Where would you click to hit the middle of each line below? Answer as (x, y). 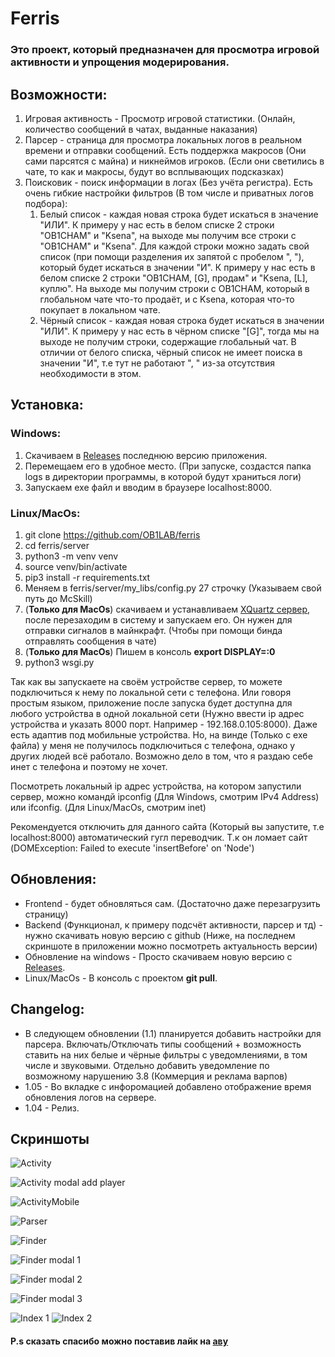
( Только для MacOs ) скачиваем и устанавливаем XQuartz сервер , (167, 609)
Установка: (47, 405)
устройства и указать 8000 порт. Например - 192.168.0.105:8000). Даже (164, 724)
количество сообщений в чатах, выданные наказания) (141, 129)
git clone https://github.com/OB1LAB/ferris (112, 534)
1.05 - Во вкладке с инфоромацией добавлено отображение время (168, 1086)
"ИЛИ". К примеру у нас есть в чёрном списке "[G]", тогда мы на (179, 331)
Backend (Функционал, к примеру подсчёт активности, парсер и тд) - (173, 924)
